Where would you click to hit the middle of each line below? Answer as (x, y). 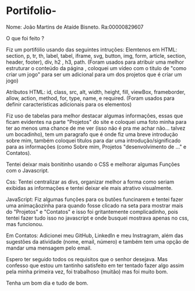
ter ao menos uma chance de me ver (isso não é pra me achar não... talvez (96, 128)
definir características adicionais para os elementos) (69, 104)
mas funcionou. (25, 224)
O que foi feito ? (25, 38)
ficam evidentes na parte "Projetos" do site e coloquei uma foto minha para (96, 122)
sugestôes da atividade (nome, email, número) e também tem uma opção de (97, 241)
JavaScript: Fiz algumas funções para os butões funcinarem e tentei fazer (95, 199)
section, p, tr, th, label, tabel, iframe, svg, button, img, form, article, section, (96, 56)
